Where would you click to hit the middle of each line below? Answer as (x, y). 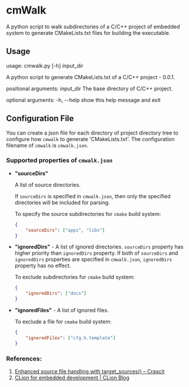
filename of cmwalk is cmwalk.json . (47, 145)
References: (24, 359)
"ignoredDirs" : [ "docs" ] (56, 293)
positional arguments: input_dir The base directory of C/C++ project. (89, 88)
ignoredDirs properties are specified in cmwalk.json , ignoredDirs (93, 260)
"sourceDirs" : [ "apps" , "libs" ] (65, 230)
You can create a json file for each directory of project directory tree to (92, 133)
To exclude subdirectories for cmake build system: (74, 277)
